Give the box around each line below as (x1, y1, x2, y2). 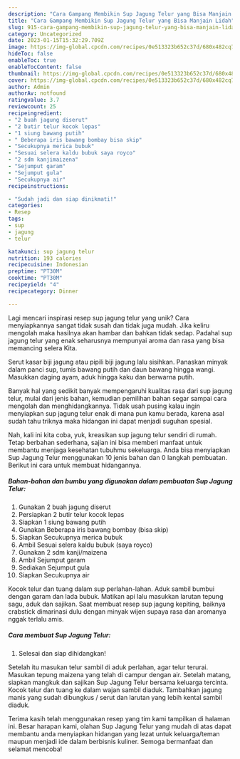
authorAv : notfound (8, 90, 66, 97)
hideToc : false (8, 51, 53, 58)
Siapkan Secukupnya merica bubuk (18, 533, 123, 541)
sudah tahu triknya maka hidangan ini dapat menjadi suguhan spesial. (8, 417, 213, 425)
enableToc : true (8, 57, 56, 64)
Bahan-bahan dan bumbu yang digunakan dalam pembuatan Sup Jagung (8, 477, 233, 486)
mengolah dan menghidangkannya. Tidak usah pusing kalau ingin (8, 402, 201, 410)
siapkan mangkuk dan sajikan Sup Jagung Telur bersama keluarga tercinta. (8, 678, 229, 686)
